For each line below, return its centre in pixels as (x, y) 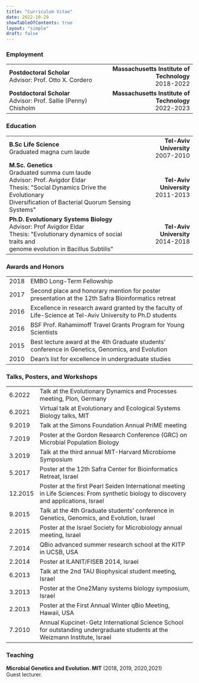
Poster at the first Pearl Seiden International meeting (112, 486)
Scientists (44, 333)
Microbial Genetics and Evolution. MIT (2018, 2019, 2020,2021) (84, 668)
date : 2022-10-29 (28, 17)
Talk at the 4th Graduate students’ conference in (107, 510)
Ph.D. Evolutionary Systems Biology (61, 219)
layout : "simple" (28, 28)
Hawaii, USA (57, 613)
